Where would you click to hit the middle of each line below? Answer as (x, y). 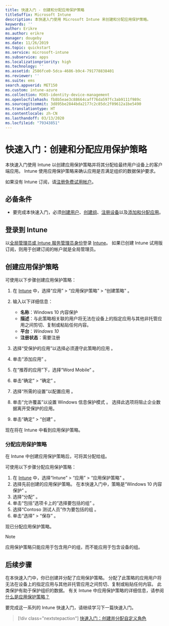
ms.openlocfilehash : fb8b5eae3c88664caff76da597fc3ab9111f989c (73, 99)
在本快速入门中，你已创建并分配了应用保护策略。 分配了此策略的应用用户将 (83, 578)
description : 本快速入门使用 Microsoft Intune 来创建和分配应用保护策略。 (78, 19)
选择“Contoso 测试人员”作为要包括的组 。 (56, 510)
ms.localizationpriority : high (38, 62)
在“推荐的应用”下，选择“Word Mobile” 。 (55, 370)
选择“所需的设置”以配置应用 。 (44, 391)
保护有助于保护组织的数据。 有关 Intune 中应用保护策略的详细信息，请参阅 (87, 591)
